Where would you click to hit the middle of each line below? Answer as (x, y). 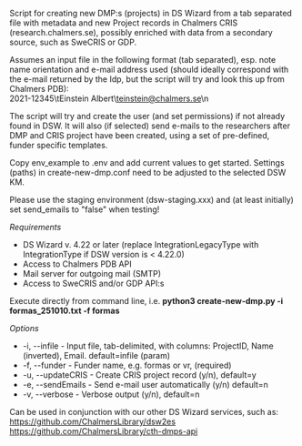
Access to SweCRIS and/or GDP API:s (93, 283)
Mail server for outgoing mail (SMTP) (92, 274)
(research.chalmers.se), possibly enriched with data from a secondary (141, 32)
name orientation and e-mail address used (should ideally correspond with (149, 69)
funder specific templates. (59, 145)
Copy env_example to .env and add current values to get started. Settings (147, 162)
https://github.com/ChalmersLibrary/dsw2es (92, 421)
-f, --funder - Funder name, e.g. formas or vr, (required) (127, 365)
